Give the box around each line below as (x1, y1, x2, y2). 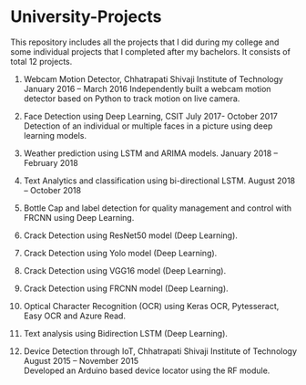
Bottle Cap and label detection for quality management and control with (23, 203, 292, 213)
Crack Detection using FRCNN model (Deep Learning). (23, 283, 229, 294)
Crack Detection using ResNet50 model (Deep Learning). (23, 230, 238, 241)
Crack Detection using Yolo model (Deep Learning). (23, 247, 218, 258)
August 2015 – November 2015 (23, 355, 139, 366)
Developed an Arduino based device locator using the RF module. (23, 365, 270, 376)
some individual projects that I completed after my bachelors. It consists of (10, 46, 291, 57)
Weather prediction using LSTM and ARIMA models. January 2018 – (23, 148, 279, 159)
